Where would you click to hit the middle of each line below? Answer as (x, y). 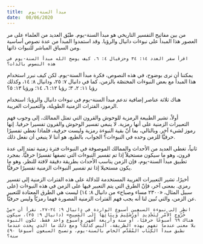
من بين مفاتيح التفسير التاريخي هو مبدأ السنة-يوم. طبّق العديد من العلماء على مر (96, 34)
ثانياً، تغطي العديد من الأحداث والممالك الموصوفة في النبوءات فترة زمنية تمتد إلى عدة (102, 148)
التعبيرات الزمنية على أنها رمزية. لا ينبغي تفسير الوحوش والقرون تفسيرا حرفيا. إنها (98, 124)
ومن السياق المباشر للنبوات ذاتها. (44, 47)
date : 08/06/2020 (30, 17)
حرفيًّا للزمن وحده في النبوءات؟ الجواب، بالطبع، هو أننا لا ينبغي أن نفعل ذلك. (91, 137)
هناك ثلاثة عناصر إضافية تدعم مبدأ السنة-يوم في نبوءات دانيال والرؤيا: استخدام (94, 99)
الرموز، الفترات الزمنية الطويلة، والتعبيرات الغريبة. (63, 105)
